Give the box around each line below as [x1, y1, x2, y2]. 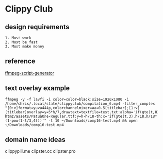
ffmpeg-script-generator [5, 70, 54, 76]
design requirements [5, 23, 69, 31]
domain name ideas [5, 136, 65, 144]
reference [5, 57, 35, 65]
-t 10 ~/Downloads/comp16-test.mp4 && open [48, 118, 138, 123]
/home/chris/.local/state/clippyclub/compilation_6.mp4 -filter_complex [5, 101, 155, 106]
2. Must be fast [5, 40, 38, 45]
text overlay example [5, 84, 70, 93]
